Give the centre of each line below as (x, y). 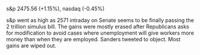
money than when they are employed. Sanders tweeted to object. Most (93, 39)
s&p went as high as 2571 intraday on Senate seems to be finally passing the (100, 20)
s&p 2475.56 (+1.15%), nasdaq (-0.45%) (56, 9)
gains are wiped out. (31, 45)
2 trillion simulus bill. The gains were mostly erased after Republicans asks (98, 27)
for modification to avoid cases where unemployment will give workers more (100, 33)
